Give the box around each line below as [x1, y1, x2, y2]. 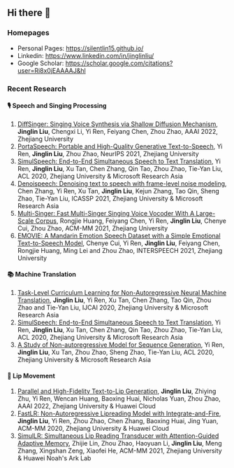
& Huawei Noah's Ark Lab [17, 454, 92, 462]
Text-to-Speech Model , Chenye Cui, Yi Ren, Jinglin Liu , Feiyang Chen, [17, 239, 220, 247]
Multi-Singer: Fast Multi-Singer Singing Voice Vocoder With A [17, 209, 195, 217]
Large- [196, 209, 216, 217]
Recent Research [7, 83, 66, 93]
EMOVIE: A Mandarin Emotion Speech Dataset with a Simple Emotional [17, 231, 221, 240]
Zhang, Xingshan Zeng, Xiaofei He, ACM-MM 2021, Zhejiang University [17, 446, 222, 455]
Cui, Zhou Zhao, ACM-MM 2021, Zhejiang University [17, 223, 168, 232]
